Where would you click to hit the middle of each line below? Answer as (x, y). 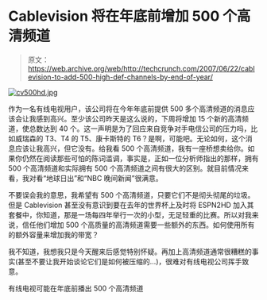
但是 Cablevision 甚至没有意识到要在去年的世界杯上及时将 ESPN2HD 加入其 (131, 205)
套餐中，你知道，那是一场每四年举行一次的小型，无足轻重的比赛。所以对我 (130, 214)
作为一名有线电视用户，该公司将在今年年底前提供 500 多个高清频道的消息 (128, 109)
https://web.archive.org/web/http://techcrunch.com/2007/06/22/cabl (141, 68)
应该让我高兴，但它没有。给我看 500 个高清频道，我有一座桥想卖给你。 (131, 148)
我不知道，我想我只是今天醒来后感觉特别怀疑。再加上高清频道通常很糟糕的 (130, 252)
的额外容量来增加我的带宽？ (54, 234)
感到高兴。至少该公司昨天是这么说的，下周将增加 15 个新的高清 (139, 118)
